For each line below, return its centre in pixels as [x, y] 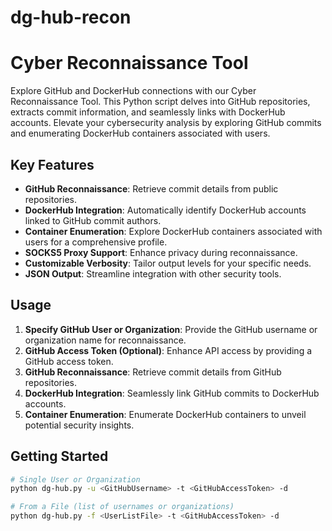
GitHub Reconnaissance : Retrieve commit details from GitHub [153, 372]
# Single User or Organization [75, 479]
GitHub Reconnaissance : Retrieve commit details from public [151, 188]
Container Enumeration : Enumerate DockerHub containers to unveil [165, 414]
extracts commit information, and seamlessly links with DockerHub [148, 112]
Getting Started [59, 456]
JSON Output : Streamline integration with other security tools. [153, 273]
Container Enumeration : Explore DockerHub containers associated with [173, 231]
